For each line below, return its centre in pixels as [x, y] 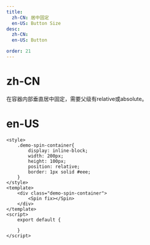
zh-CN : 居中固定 [31, 18]
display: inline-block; [58, 150]
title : [15, 12]
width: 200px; [46, 156]
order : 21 [19, 51]
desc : [13, 29]
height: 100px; [47, 161]
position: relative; [54, 167]
